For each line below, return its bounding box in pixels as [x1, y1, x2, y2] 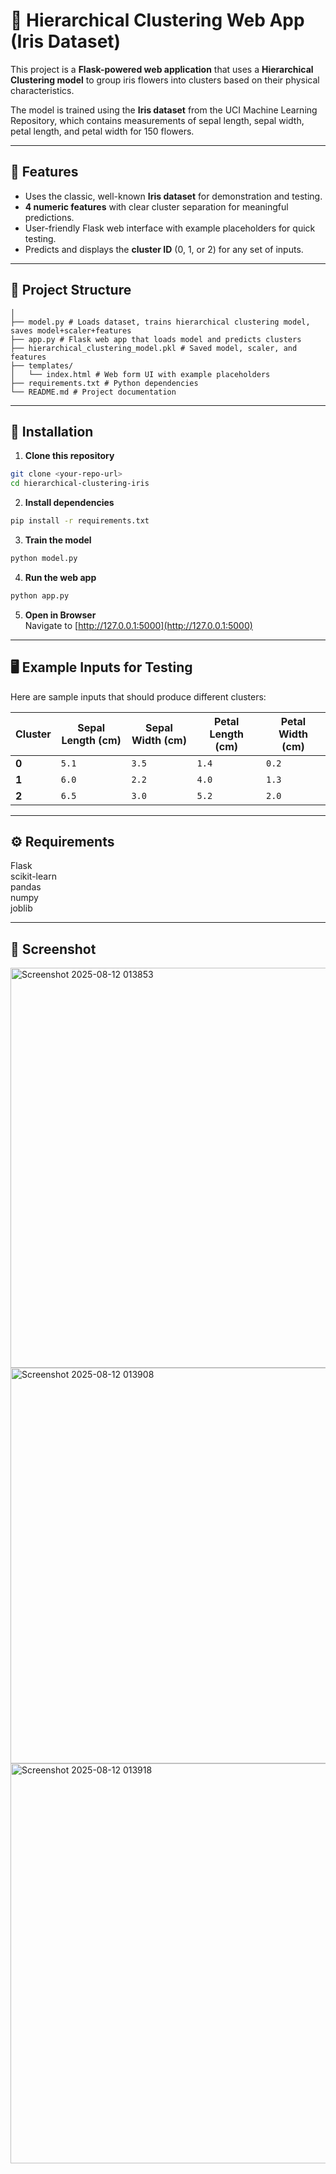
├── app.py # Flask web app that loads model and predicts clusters [10, 334, 302, 344]
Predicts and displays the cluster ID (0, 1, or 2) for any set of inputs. [24, 243, 304, 255]
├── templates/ [10, 360, 74, 371]
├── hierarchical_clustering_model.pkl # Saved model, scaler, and [10, 343, 298, 353]
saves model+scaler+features [10, 325, 132, 336]
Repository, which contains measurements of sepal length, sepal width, [10, 114, 305, 126]
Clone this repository [24, 450, 115, 462]
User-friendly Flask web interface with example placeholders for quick [24, 222, 316, 234]
